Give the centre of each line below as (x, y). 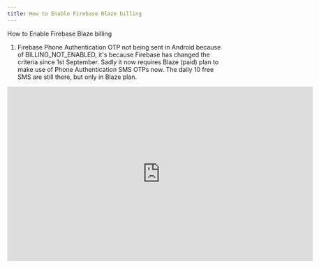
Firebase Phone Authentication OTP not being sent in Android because (119, 47)
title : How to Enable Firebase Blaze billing (74, 14)
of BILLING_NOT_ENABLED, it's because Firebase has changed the (114, 54)
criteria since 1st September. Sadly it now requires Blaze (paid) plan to (118, 62)
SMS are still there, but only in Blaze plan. (77, 77)
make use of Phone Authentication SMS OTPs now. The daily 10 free (116, 69)
